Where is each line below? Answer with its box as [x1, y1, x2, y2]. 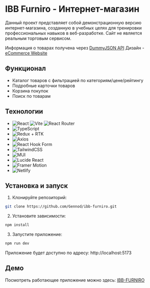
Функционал [5, 64, 46, 73]
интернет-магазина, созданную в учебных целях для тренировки [5, 25, 142, 30]
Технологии [5, 107, 43, 116]
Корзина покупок [12, 87, 49, 94]
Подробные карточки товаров [12, 83, 75, 88]
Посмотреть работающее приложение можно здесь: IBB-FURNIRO [5, 277, 145, 283]
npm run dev [5, 241, 29, 246]
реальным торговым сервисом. [5, 35, 72, 41]
